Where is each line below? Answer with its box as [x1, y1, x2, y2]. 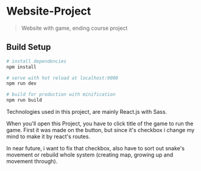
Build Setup [6, 42, 51, 52]
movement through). [6, 158, 58, 165]
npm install [6, 64, 37, 70]
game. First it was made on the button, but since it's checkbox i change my [6, 127, 195, 133]
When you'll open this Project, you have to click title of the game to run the [6, 120, 194, 127]
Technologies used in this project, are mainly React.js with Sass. [6, 108, 167, 115]
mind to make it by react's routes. [6, 133, 90, 140]
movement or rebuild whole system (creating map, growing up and [6, 151, 174, 158]
